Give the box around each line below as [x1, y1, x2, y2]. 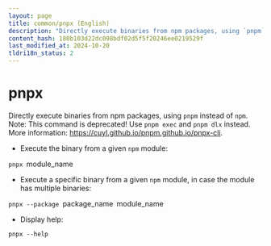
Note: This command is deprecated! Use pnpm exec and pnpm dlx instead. [8, 119, 251, 129]
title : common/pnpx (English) [8, 19, 110, 27]
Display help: [19, 215, 64, 224]
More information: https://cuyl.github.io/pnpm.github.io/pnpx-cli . [8, 127, 223, 137]
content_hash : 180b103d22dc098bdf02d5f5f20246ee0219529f [8, 34, 204, 43]
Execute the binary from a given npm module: [19, 143, 168, 153]
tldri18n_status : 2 [8, 49, 74, 57]
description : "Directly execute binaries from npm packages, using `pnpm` [8, 27, 265, 35]
